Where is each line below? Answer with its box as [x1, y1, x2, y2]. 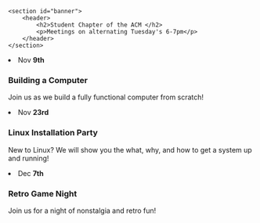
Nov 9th [18, 56, 45, 64]
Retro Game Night [8, 188, 78, 199]
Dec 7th [18, 168, 45, 178]
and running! [8, 153, 49, 163]
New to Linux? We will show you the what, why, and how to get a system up [8, 145, 252, 154]
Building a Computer [8, 74, 88, 85]
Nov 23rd [18, 108, 49, 117]
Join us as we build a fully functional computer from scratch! [8, 92, 204, 102]
